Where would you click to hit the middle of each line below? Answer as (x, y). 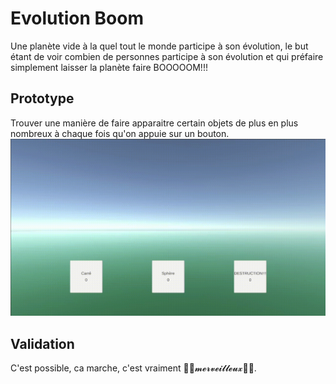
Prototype (42, 98)
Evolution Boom (77, 18)
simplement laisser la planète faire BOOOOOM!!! (109, 67)
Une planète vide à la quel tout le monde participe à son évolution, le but (159, 46)
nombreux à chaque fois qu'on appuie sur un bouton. (120, 133)
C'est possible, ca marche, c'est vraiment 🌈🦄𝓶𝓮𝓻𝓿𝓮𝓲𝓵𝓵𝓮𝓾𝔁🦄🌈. (133, 368)
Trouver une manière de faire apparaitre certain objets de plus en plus (154, 123)
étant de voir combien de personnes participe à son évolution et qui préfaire (167, 56)
